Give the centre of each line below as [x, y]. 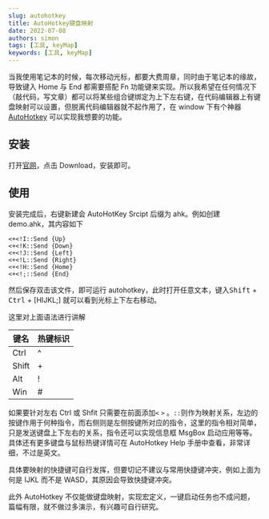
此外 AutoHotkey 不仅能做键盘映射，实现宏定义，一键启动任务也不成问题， [131, 497]
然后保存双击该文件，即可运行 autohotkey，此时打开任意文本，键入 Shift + [133, 290]
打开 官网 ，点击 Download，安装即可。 [72, 165]
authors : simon [34, 38]
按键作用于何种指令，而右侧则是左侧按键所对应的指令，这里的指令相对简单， [134, 422]
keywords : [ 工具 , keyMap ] [50, 53]
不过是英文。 [43, 453]
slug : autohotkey [37, 16]
